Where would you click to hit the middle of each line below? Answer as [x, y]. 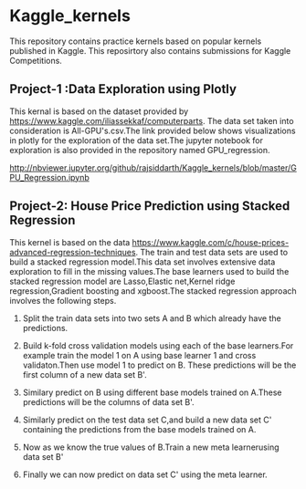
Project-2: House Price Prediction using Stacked [150, 206]
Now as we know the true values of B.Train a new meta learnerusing [151, 447]
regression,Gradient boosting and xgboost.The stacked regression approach [153, 291]
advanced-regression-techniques [73, 252]
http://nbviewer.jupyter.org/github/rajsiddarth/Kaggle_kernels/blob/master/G [153, 167]
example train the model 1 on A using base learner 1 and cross [139, 355]
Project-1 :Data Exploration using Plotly [123, 89]
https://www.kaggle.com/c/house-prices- [211, 242]
